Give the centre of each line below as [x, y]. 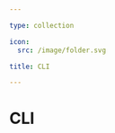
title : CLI [30, 66]
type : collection [42, 25]
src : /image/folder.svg [62, 50]
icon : [19, 41]
